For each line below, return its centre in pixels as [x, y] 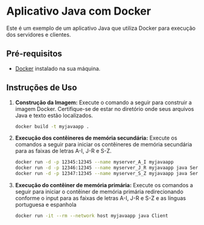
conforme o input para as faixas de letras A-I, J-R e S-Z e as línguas [100, 198]
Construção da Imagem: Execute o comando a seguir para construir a [103, 102]
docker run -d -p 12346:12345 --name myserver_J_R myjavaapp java [101, 168]
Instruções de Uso [42, 87]
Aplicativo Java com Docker [79, 11]
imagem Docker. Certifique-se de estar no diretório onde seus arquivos [104, 109]
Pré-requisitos [34, 54]
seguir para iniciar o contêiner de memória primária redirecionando [99, 192]
